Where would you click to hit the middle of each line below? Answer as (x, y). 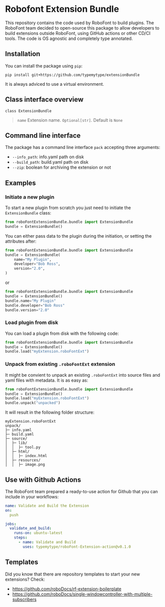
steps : (21, 538)
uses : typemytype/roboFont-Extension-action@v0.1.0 (77, 547)
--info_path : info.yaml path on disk (48, 157)
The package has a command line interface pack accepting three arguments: (83, 147)
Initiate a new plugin (30, 197)
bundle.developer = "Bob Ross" (35, 305)
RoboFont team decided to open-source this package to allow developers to (82, 28)
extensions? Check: (25, 579)
